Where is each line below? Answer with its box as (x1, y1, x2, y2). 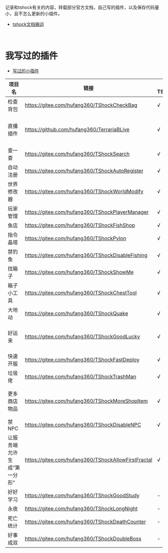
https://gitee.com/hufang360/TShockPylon (24, 235, 126, 242)
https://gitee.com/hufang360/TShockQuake (24, 310, 128, 317)
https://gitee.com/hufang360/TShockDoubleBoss (24, 535, 141, 542)
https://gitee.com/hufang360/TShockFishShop (24, 222, 135, 229)
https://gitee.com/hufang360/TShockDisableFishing (24, 252, 147, 259)
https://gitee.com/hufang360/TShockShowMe (24, 268, 134, 275)
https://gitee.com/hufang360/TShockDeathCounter (24, 518, 146, 525)
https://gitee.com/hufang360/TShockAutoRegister (24, 167, 143, 174)
